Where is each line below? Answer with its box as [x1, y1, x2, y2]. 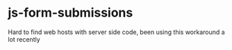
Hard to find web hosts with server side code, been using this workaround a [8, 28, 225, 36]
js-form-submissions [8, 5, 133, 21]
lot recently [8, 35, 40, 43]
